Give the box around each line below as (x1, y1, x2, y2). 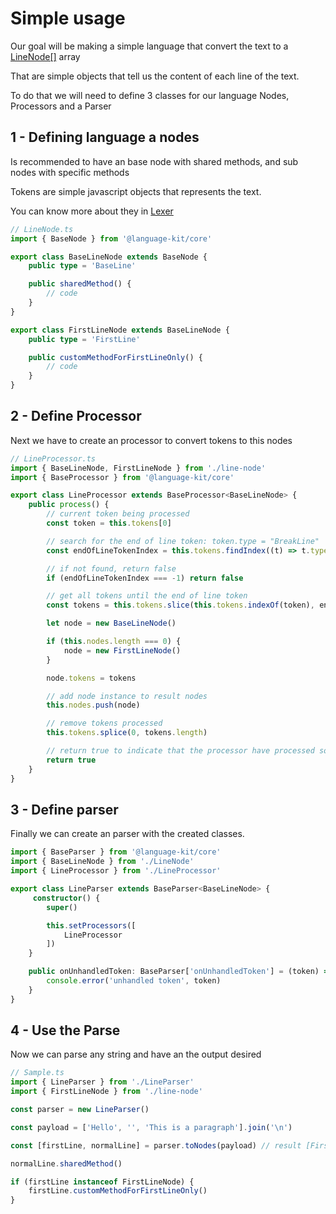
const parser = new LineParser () (10, 1105, 150, 1115)
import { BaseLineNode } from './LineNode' (10, 857, 195, 867)
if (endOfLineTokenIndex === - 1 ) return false (46, 573, 244, 583)
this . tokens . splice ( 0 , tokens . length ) (46, 728, 208, 738)
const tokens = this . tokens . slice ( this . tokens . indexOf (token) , (46, 600, 315, 611)
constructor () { (32, 893, 101, 903)
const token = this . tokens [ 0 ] (46, 518, 172, 529)
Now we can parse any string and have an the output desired (10, 1048, 262, 1061)
